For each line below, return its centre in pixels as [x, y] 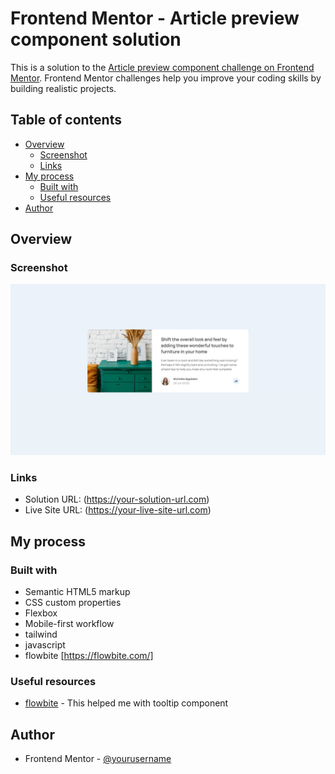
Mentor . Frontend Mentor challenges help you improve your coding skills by [166, 78]
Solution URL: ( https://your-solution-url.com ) [117, 499]
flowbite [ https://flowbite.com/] [89, 656]
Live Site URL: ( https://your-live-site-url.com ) [118, 510]
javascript [45, 645]
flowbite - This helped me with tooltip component [126, 703]
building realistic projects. [63, 88]
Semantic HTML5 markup [77, 592]
